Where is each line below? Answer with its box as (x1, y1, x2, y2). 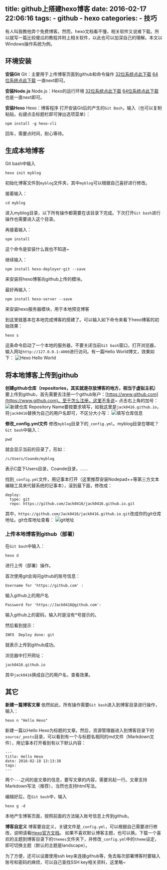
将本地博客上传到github (5, 371, 79, 379)
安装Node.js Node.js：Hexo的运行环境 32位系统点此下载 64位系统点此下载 (5, 88, 159, 94)
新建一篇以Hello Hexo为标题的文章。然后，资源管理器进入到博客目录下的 (5, 728, 155, 734)
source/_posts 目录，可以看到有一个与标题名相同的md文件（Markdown (5, 734, 150, 740)
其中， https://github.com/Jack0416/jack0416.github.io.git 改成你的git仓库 (5, 511, 162, 517)
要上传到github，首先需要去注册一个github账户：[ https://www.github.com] (5, 391, 159, 397)
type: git (9, 497, 30, 502)
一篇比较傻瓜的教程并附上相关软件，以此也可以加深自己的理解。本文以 (18, 34, 163, 40)
